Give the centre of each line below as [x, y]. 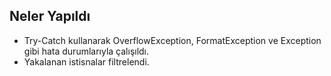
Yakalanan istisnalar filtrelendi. [86, 61]
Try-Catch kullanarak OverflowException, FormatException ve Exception [172, 40]
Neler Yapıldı [50, 16]
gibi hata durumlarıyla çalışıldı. [86, 51]
